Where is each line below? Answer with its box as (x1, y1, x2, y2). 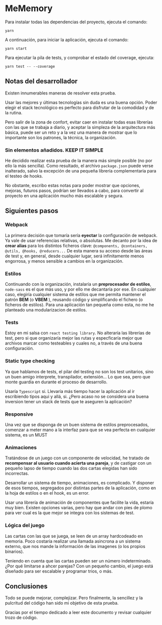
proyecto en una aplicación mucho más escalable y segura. (5, 193, 124, 199)
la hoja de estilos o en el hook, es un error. (5, 490, 89, 496)
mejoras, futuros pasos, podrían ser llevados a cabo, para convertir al (5, 187, 144, 194)
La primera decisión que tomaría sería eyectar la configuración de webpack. (5, 232, 158, 238)
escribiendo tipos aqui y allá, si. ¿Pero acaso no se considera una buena (5, 393, 149, 399)
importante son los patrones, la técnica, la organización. (5, 134, 117, 141)
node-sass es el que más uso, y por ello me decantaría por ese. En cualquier (5, 286, 156, 292)
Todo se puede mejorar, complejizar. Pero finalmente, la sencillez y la (5, 595, 143, 601)
